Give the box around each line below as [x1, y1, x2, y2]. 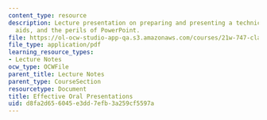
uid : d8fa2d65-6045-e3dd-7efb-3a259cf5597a [8, 99, 155, 107]
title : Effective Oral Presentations [8, 92, 133, 100]
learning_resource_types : [8, 48, 94, 56]
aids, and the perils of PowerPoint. [15, 26, 141, 34]
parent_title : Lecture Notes [8, 70, 105, 78]
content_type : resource [8, 11, 87, 20]
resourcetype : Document [8, 84, 87, 93]
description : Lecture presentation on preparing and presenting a [8, 19, 233, 27]
